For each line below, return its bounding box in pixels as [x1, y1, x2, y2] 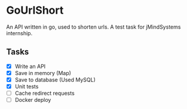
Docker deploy [14, 96, 51, 104]
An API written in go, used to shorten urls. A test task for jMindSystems [6, 23, 181, 30]
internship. [6, 29, 33, 36]
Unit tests [14, 83, 39, 90]
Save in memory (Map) [14, 69, 72, 76]
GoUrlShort [6, 4, 64, 17]
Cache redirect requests [14, 90, 75, 96]
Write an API [14, 63, 46, 70]
